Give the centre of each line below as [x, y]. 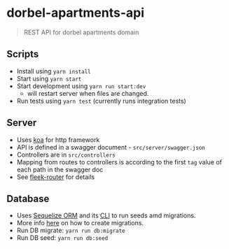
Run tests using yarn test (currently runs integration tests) [101, 101]
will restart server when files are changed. [88, 93]
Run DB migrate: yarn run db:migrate [71, 230]
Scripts [23, 54]
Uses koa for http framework [58, 140]
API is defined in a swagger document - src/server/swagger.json [111, 147]
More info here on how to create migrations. [80, 223]
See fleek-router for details [56, 177]
